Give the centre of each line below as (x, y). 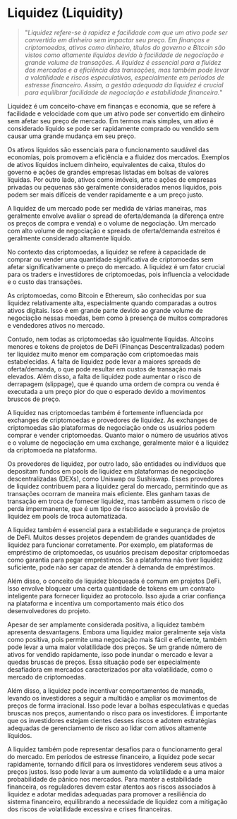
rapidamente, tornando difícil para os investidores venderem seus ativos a (115, 764)
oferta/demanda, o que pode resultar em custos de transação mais (105, 369)
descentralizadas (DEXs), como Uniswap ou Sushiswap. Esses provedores (116, 479)
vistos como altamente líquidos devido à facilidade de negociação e (124, 55)
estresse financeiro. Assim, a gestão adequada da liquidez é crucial (124, 85)
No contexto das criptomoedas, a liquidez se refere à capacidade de (107, 252)
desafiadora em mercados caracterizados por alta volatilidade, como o (110, 669)
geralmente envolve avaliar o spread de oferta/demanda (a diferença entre (116, 216)
